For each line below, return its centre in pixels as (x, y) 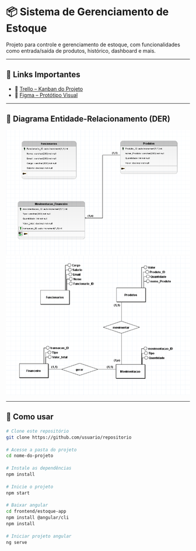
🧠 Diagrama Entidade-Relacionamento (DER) (88, 119)
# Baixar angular (27, 505)
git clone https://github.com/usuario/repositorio (69, 437)
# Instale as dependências (39, 468)
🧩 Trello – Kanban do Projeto (49, 88)
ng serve (17, 542)
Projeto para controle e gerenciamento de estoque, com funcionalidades (93, 45)
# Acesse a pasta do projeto (41, 450)
